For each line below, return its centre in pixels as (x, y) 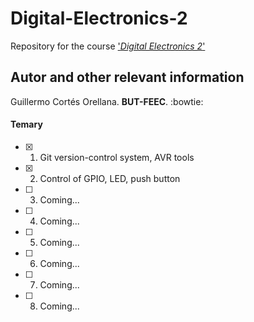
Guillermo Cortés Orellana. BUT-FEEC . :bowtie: (107, 101)
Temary (26, 124)
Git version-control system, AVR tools (117, 157)
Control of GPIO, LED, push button (110, 178)
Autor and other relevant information (127, 77)
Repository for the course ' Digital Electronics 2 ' (108, 46)
